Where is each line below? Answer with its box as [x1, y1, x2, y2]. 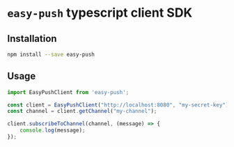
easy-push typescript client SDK [7, 5, 193, 21]
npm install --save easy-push [7, 51, 95, 58]
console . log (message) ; [19, 127, 86, 134]
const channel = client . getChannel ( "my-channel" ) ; [7, 108, 157, 115]
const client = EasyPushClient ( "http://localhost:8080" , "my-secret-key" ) [7, 101, 229, 109]
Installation [7, 33, 57, 45]
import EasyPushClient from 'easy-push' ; [7, 88, 130, 95]
